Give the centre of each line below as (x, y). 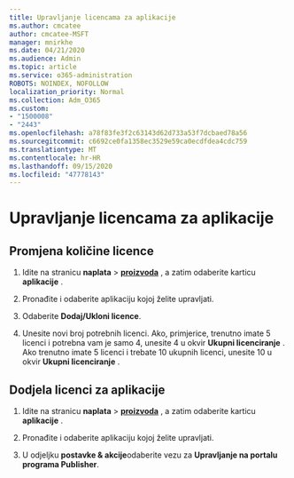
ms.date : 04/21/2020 (47, 51)
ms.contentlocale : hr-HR (55, 158)
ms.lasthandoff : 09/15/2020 (61, 166)
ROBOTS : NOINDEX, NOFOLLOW (59, 84)
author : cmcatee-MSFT (49, 34)
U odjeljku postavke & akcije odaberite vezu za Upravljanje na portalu (150, 455)
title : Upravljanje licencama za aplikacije (93, 17)
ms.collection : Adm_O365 (55, 100)
